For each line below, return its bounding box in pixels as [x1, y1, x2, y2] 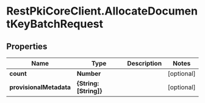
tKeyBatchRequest [6, 17, 104, 31]
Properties [6, 41, 48, 51]
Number [76, 70, 101, 78]
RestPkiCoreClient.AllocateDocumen [6, 4, 198, 18]
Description [127, 59, 162, 67]
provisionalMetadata [9, 83, 71, 91]
